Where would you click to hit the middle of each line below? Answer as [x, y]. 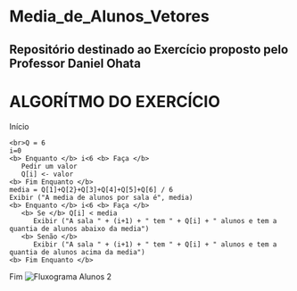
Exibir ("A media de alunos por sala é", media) [101, 197]
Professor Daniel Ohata [75, 63]
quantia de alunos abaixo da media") [79, 229]
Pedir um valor [49, 166]
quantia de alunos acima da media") [77, 252]
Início [19, 126]
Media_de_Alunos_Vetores [109, 17]
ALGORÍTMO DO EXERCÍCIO [115, 101]
